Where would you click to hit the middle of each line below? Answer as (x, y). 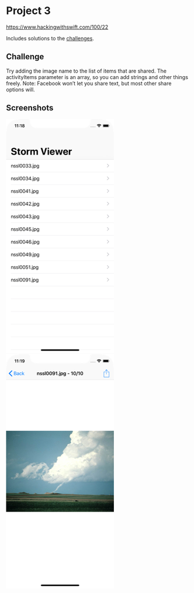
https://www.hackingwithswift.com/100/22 (57, 27)
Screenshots (30, 108)
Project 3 (28, 11)
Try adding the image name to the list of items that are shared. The (86, 71)
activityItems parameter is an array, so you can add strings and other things (97, 77)
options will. (20, 90)
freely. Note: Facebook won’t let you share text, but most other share (89, 83)
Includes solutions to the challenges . (50, 38)
